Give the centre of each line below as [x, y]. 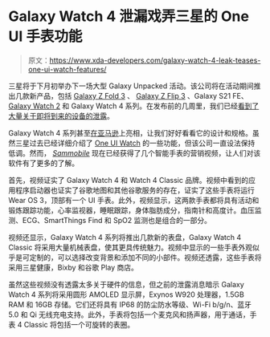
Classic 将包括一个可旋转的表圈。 [79, 324]
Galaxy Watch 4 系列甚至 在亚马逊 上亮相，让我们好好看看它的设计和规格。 [131, 132]
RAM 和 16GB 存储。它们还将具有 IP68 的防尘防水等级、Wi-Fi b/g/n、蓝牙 [130, 304]
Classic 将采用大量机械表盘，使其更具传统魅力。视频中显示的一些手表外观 [131, 247]
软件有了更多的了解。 [43, 163]
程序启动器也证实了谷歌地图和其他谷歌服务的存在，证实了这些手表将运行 [135, 190]
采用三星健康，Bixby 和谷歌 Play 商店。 [74, 267]
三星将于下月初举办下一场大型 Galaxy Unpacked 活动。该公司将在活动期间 [131, 86]
